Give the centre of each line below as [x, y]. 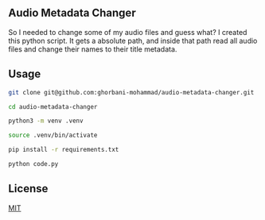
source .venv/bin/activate [53, 135]
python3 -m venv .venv [46, 121]
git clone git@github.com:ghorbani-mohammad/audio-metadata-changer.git [131, 92]
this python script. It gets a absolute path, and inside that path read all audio [133, 41]
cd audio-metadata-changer [53, 106]
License [28, 189]
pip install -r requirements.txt [64, 150]
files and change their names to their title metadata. [93, 49]
